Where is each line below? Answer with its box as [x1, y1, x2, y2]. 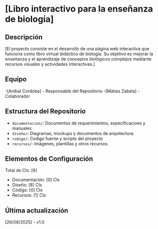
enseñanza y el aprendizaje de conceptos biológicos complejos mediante [5, 56, 152, 61]
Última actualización [5, 206, 69, 214]
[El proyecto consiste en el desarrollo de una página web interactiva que [5, 46, 149, 51]
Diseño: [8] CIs [12, 182, 42, 188]
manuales [12, 125, 32, 131]
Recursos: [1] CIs [12, 192, 46, 198]
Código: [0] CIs [12, 187, 43, 193]
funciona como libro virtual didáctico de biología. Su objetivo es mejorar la [5, 51, 154, 57]
